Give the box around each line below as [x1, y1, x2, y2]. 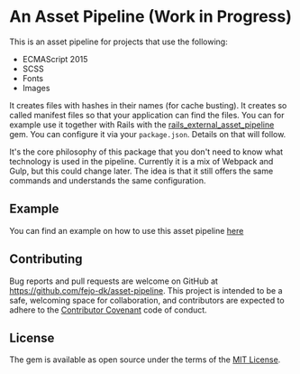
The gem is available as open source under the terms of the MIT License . [9, 354, 281, 365]
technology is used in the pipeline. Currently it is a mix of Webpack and [9, 155, 274, 166]
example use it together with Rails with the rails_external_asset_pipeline [9, 119, 275, 130]
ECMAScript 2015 [22, 53, 88, 64]
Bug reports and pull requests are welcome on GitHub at [9, 276, 219, 286]
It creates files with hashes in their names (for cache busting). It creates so [9, 99, 287, 110]
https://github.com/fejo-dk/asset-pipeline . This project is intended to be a [9, 285, 283, 295]
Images [22, 82, 50, 93]
